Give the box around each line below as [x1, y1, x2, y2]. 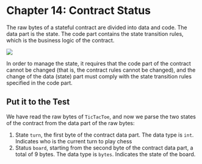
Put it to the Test [6, 97, 70, 107]
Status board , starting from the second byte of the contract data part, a [15, 144, 193, 151]
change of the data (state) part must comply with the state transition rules [6, 72, 192, 80]
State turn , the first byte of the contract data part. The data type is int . [15, 131, 194, 138]
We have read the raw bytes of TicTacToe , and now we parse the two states [6, 113, 197, 120]
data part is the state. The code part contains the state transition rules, [6, 30, 184, 37]
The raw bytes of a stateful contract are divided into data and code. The [6, 24, 187, 31]
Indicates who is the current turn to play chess [15, 137, 132, 145]
